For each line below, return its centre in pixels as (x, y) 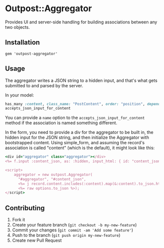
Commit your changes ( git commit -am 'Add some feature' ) (72, 230)
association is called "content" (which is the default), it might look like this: (80, 148)
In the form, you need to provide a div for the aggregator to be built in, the (79, 133)
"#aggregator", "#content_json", (52, 179)
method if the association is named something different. (61, 123)
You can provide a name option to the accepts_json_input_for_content (75, 118)
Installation (22, 43)
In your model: (20, 95)
